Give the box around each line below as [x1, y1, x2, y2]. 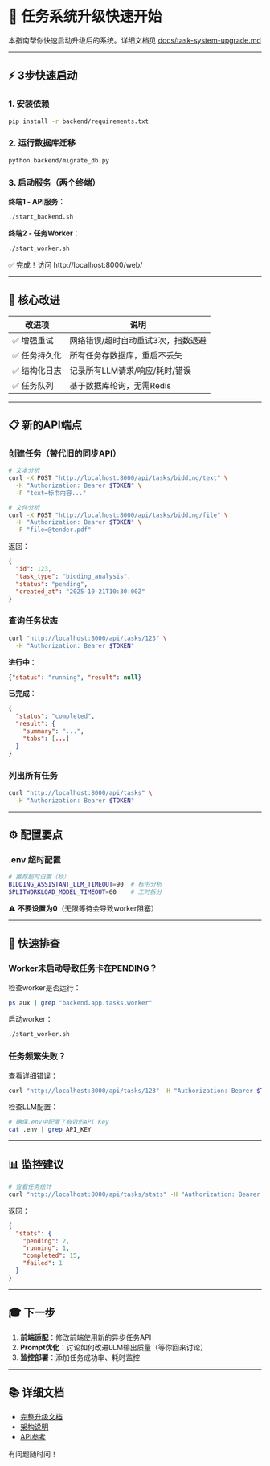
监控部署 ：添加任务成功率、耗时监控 [19, 1352, 141, 1362]
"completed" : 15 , [22, 1251, 81, 1260]
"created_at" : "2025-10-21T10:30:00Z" [15, 588, 146, 596]
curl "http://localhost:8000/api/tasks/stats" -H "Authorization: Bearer [8, 1190, 261, 1198]
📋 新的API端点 [8, 418, 83, 432]
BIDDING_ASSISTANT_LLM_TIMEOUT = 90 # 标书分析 [8, 881, 162, 889]
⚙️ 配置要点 [8, 828, 63, 842]
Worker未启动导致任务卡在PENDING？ [8, 963, 158, 974]
